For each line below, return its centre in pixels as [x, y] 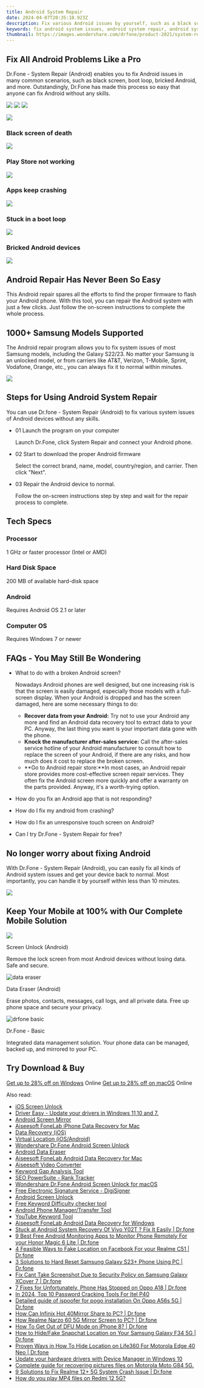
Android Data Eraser [40, 1152]
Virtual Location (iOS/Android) [53, 1138]
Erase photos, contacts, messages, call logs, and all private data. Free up [98, 1001]
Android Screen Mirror [43, 1119]
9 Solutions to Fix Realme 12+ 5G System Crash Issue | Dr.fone [93, 1372]
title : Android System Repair [45, 12]
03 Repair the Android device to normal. [65, 484]
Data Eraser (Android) [33, 989]
